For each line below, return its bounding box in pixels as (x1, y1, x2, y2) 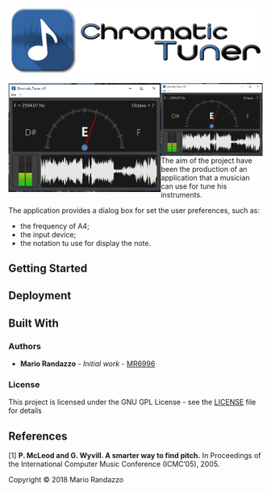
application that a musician (161, 173, 250, 182)
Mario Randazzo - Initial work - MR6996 (19, 359, 156, 369)
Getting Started (8, 261, 88, 275)
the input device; (19, 229, 77, 240)
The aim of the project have (161, 156, 252, 165)
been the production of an (161, 164, 248, 173)
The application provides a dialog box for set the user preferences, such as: (8, 205, 261, 215)
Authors (8, 340, 42, 352)
